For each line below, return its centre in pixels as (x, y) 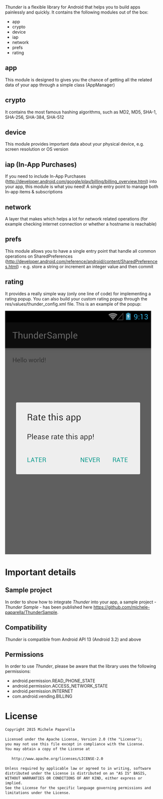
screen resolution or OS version (37, 149)
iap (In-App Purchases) (41, 164)
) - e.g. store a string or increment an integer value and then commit (85, 266)
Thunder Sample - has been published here (49, 607)
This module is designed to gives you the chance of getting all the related (79, 79)
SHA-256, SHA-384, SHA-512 (35, 117)
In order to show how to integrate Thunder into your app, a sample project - (81, 602)
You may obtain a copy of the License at (48, 749)
